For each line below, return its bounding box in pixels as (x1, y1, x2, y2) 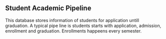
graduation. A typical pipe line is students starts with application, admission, (5, 22, 162, 28)
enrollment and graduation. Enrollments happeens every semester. (5, 27, 142, 34)
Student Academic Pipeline (5, 4, 91, 12)
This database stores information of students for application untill (5, 17, 140, 23)
